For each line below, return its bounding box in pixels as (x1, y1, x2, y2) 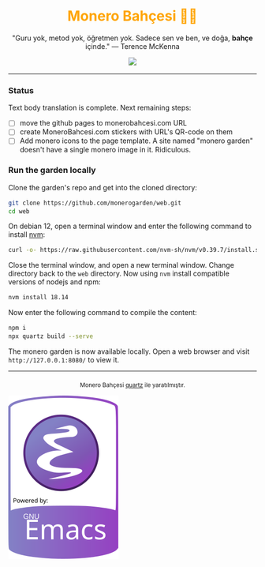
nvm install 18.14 (8, 294, 69, 302)
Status (8, 84, 34, 96)
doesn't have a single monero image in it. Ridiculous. (19, 145, 192, 155)
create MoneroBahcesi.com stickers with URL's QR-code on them (19, 127, 233, 137)
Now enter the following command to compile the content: (8, 308, 197, 317)
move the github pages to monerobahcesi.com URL (19, 118, 188, 128)
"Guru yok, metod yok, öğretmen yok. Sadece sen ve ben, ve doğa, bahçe (11, 33, 254, 43)
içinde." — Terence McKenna (85, 41, 180, 51)
